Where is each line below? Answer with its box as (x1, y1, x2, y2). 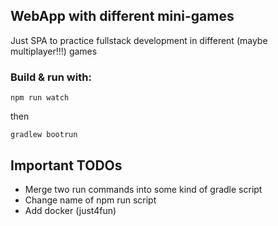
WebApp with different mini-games (10, 8, 235, 25)
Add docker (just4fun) (24, 204, 117, 216)
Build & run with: (10, 70, 92, 84)
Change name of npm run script (24, 194, 157, 206)
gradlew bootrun (10, 130, 78, 140)
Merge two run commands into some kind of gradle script (24, 183, 263, 195)
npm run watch (10, 93, 70, 103)
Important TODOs (10, 157, 123, 174)
